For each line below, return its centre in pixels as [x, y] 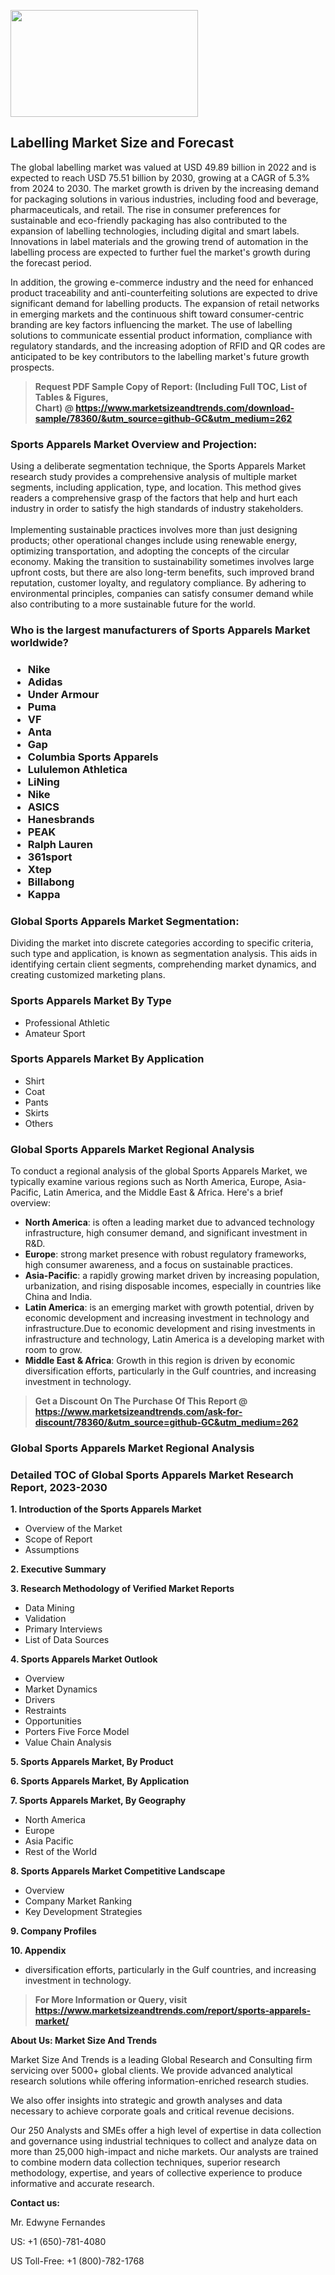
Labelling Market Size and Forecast [122, 143]
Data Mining [49, 1608]
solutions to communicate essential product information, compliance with [161, 335]
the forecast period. [51, 262]
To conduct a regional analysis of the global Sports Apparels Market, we [159, 1171]
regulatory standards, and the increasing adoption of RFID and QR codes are [168, 346]
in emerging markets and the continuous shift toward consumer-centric [157, 314]
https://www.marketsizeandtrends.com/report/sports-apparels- [173, 2011]
